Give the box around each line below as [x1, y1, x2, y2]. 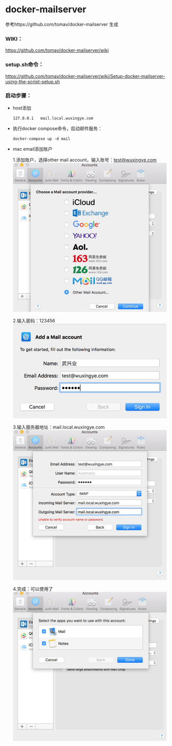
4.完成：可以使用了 [12, 586, 53, 592]
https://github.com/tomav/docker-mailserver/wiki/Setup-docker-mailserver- [5, 73, 165, 79]
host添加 [12, 105, 32, 111]
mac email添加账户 [12, 146, 53, 152]
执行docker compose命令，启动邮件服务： [12, 125, 102, 131]
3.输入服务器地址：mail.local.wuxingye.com [12, 424, 105, 430]
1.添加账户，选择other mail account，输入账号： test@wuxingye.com [12, 156, 157, 163]
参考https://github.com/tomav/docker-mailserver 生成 [5, 21, 119, 27]
